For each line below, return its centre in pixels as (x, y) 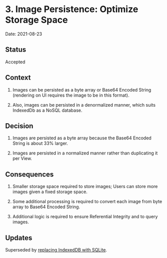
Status (16, 50)
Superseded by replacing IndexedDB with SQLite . (56, 250)
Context (18, 78)
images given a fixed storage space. (50, 192)
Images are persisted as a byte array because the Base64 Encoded (82, 138)
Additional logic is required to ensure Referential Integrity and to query (85, 217)
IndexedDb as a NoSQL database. (47, 110)
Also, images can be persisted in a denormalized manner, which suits (84, 105)
